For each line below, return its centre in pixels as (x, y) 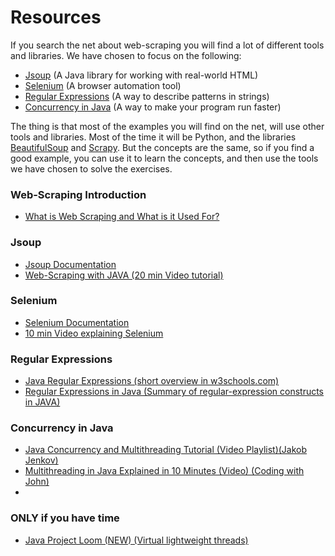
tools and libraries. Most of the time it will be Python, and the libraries (153, 137)
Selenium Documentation (77, 322)
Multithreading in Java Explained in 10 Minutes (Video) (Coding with (164, 471)
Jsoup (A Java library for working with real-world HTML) (141, 75)
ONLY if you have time (65, 518)
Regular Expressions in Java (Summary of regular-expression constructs (174, 392)
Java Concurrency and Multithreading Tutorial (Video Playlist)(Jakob (166, 450)
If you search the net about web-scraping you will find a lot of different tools (167, 45)
